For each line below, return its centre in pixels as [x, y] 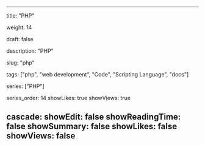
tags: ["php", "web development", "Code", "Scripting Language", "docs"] [98, 74]
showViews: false [41, 136]
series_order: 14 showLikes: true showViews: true [69, 98]
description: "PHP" [30, 51]
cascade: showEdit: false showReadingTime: [94, 117]
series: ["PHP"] [25, 86]
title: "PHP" [20, 15]
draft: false [20, 39]
